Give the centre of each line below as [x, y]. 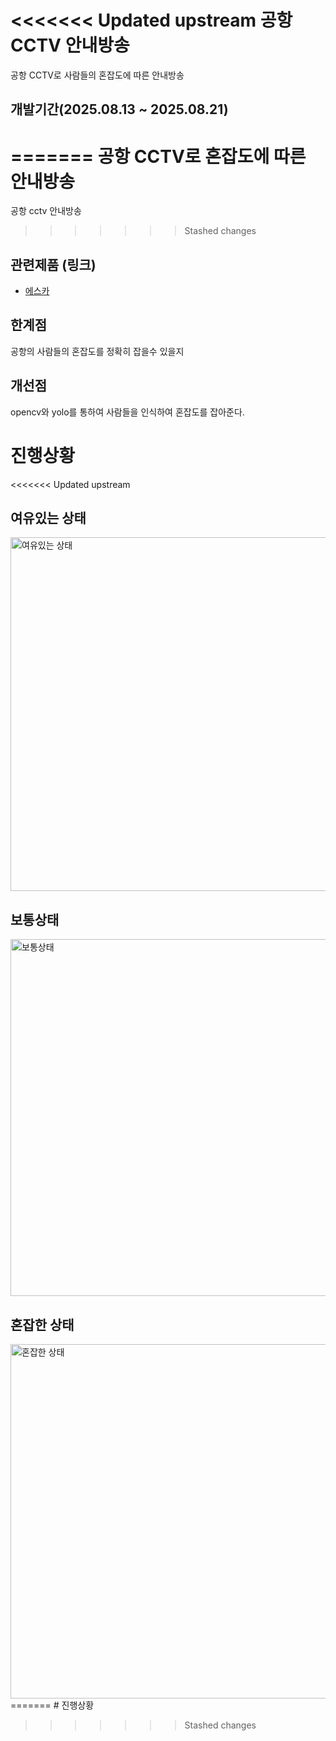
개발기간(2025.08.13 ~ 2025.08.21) [119, 109]
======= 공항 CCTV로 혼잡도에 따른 [158, 156]
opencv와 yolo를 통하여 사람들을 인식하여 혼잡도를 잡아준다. [127, 412]
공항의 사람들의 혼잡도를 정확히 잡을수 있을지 [97, 351]
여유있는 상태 [48, 518]
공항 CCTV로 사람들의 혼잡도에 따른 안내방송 [97, 75]
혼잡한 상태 [42, 1324]
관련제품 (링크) [53, 264]
